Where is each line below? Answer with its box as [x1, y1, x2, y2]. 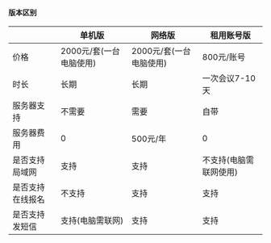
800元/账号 [202, 52, 246, 63]
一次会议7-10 [202, 73, 256, 84]
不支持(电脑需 [202, 154, 254, 165]
